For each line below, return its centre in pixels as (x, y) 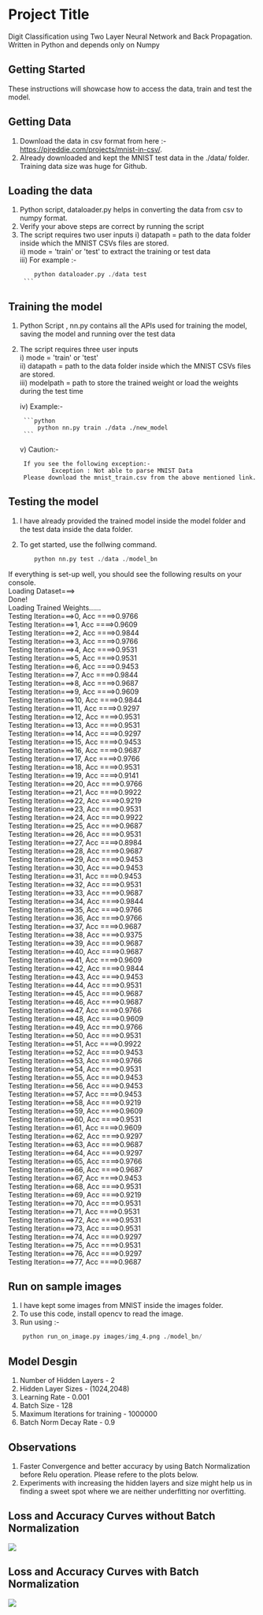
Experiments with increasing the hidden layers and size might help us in (136, 1482)
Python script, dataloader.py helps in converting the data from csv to (131, 210)
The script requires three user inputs (79, 349)
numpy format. (44, 218)
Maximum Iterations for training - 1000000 (88, 1414)
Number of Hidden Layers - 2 (67, 1381)
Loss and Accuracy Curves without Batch (112, 1516)
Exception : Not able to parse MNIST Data (122, 470)
